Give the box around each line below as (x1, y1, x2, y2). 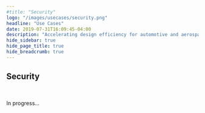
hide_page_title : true (6, 43, 64, 49)
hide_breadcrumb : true (6, 49, 64, 55)
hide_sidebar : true (6, 37, 56, 43)
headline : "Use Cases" (6, 20, 64, 26)
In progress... (6, 99, 40, 107)
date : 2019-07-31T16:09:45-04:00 (6, 26, 92, 32)
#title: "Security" (6, 9, 56, 15)
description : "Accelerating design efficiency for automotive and (6, 32, 179, 38)
